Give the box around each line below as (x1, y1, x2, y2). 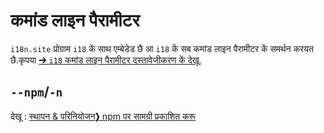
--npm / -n (10, 84, 63, 101)
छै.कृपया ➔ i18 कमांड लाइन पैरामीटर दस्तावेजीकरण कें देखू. (10, 54, 202, 66)
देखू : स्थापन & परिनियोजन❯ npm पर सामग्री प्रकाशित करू (10, 110, 196, 122)
